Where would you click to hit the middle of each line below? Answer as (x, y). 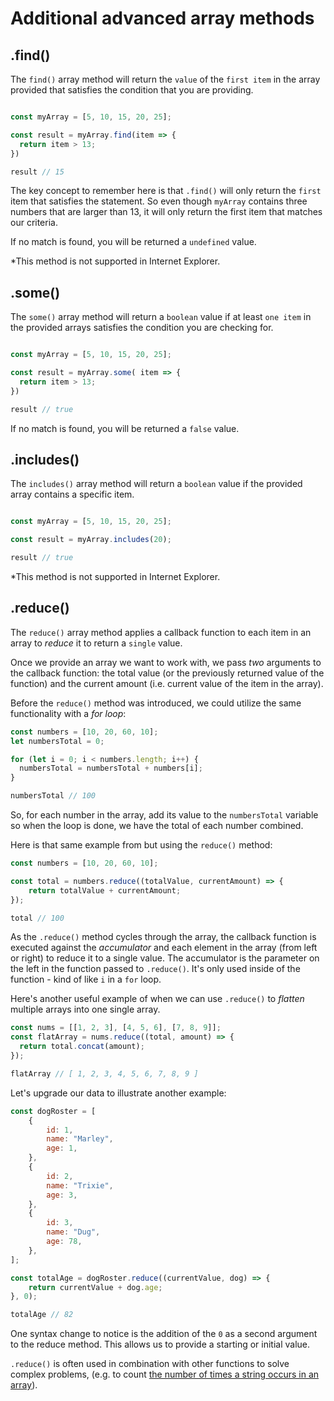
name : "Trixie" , (80, 1185)
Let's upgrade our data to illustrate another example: (118, 1093)
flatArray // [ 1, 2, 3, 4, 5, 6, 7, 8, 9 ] (104, 1073)
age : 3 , (62, 1195)
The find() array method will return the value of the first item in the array (165, 79)
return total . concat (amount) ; (82, 1047)
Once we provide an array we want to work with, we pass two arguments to (166, 662)
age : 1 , (62, 1148)
